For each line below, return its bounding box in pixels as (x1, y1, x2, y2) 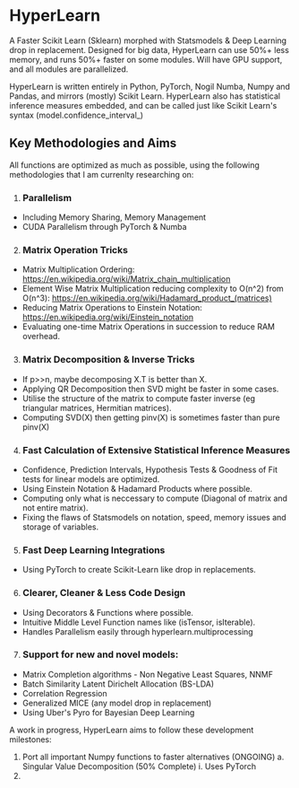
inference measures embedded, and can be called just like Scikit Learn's (9, 100, 278, 110)
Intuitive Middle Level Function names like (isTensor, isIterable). (21, 617, 256, 627)
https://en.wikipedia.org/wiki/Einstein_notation (21, 311, 194, 323)
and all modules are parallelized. (9, 64, 129, 74)
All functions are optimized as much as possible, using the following (9, 159, 260, 171)
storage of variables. (21, 521, 99, 532)
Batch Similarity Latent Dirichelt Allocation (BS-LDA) (21, 679, 215, 689)
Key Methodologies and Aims (9, 136, 177, 151)
